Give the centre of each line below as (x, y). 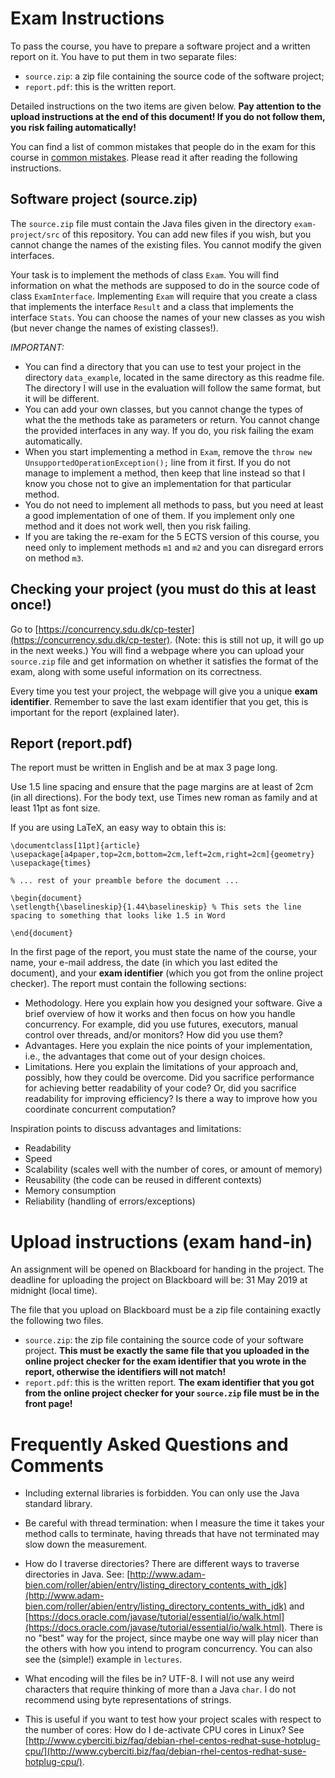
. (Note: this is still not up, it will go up (247, 639)
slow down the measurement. (86, 1544)
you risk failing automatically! (73, 127)
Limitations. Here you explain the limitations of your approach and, (161, 1067)
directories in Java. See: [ (77, 1574)
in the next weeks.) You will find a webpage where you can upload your (157, 650)
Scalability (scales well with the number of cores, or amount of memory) (173, 1169)
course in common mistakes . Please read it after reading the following (154, 157)
